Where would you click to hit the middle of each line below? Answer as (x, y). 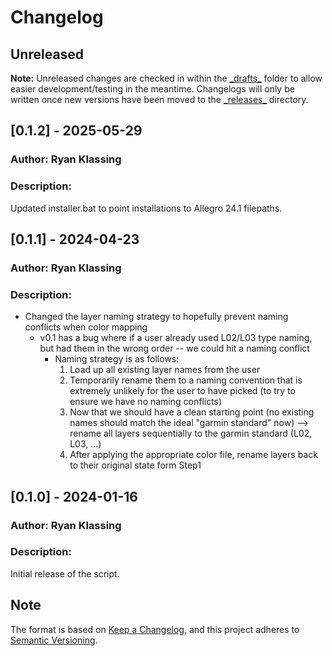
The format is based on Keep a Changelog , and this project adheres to (155, 629)
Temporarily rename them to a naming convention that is (186, 380)
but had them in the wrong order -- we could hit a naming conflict (174, 348)
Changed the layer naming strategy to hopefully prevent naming (156, 317)
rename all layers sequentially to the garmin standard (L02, (191, 433)
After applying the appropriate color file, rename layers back (193, 455)
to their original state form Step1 (135, 465)
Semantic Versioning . (54, 640)
